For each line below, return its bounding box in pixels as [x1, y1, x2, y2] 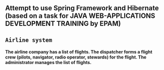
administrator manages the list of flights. [5, 60, 92, 66]
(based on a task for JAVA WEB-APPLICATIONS [5, 12, 156, 20]
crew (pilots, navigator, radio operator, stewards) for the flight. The [5, 54, 147, 60]
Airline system [5, 36, 52, 44]
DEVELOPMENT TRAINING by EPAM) [5, 19, 121, 28]
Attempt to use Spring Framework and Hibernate [5, 4, 159, 12]
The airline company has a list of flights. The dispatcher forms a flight [5, 49, 153, 55]
